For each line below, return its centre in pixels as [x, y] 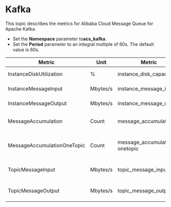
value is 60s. [26, 49]
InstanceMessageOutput [37, 103]
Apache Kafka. [21, 29]
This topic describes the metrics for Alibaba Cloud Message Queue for [79, 23]
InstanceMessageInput [35, 89]
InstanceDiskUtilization [35, 74]
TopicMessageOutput [34, 191]
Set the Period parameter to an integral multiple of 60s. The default [83, 44]
